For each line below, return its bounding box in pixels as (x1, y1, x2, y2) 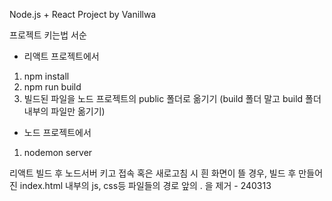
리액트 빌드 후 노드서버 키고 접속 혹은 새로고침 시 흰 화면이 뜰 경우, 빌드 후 (9, 167, 297, 179)
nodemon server (23, 147, 93, 158)
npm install (23, 70, 70, 82)
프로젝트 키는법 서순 (9, 29, 87, 41)
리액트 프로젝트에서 (23, 50, 100, 62)
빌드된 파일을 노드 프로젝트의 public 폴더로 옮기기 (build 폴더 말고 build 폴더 (23, 93, 322, 104)
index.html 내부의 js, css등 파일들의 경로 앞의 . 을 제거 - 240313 (19, 180, 272, 191)
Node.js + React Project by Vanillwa (9, 9, 157, 20)
